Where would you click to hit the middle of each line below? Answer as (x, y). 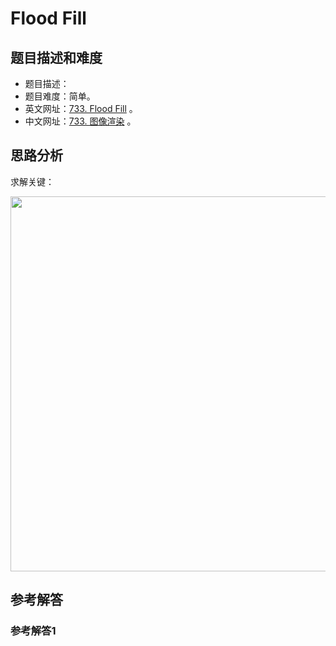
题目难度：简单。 (60, 96)
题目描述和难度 (56, 57)
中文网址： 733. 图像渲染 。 (80, 121)
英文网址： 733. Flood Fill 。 (81, 108)
